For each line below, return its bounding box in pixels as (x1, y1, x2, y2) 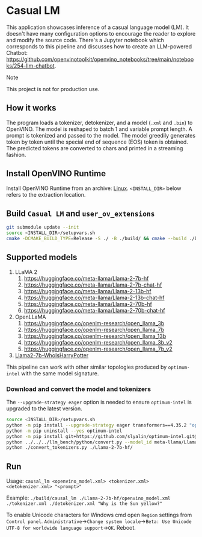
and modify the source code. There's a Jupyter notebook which (6, 36, 164, 43)
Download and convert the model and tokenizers (6, 384, 151, 393)
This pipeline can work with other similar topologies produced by (6, 363, 167, 370)
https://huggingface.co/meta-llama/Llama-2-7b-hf (23, 275, 149, 282)
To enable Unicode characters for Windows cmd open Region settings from (6, 511, 192, 519)
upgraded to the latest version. (6, 405, 82, 412)
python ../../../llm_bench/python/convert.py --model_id (6, 439, 152, 445)
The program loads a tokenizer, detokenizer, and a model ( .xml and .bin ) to (6, 119, 193, 126)
